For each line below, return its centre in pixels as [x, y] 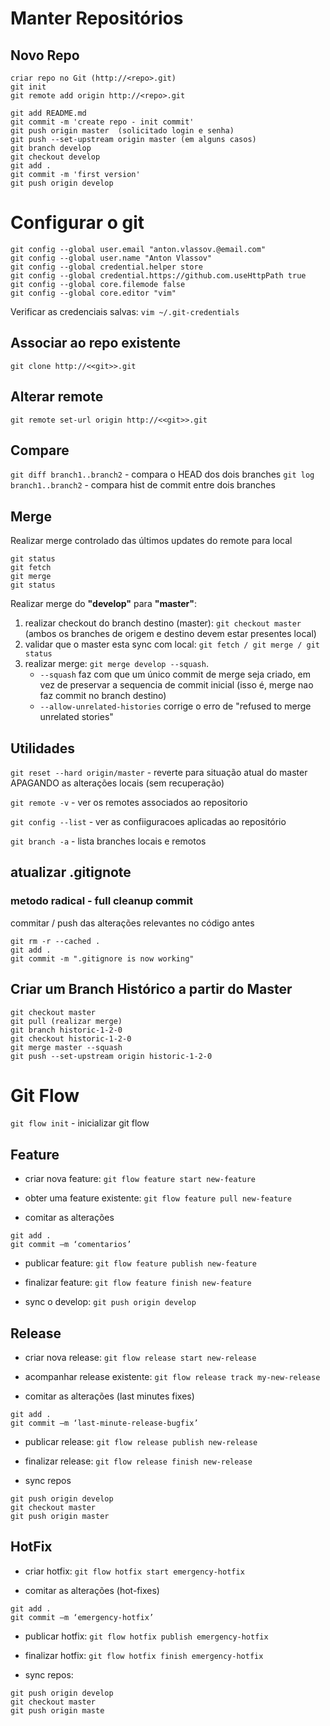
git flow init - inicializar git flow [80, 1123]
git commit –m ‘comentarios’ [71, 1245]
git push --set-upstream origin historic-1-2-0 [111, 1056]
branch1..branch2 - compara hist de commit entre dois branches [143, 485]
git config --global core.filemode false [98, 284]
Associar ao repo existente [96, 343]
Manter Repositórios [97, 18]
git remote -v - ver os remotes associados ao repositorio [129, 802]
